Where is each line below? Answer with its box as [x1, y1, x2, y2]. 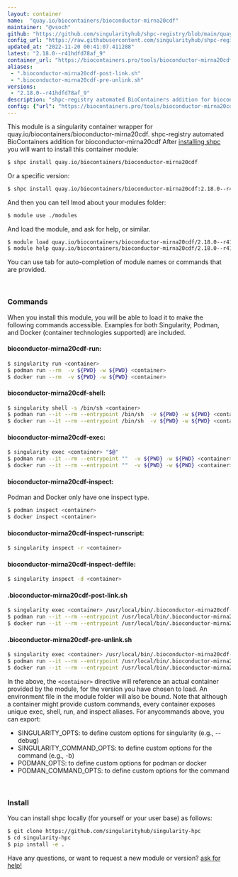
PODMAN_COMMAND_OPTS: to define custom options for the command [17, 766, 229, 775]
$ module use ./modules [7, 212, 78, 219]
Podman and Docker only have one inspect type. [7, 493, 150, 501]
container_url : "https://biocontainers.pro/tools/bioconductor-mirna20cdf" [7, 57, 236, 64]
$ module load [7, 239, 50, 246]
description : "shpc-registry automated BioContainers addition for [7, 97, 211, 104]
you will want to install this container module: [7, 145, 139, 153]
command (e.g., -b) [17, 751, 75, 760]
